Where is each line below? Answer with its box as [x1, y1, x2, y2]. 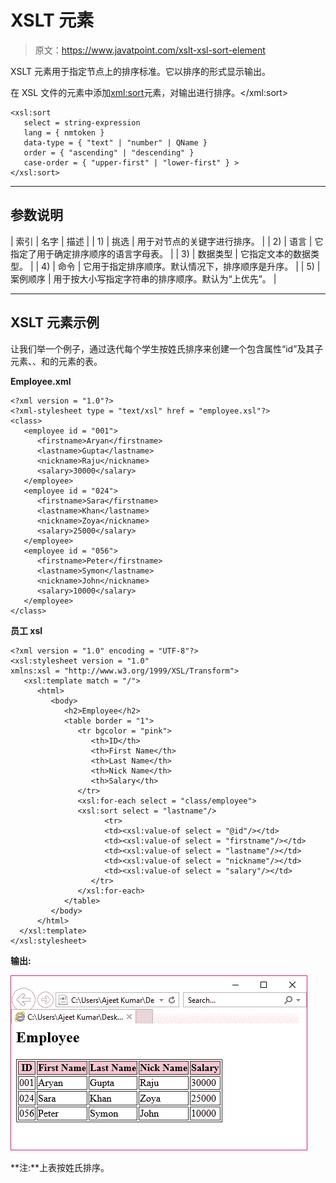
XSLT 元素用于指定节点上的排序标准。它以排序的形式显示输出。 [10, 65, 271, 77]
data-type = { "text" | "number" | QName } [23, 137, 208, 148]
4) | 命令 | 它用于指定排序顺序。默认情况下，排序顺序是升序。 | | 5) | [41, 260, 321, 272]
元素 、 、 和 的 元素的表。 [10, 355, 103, 367]
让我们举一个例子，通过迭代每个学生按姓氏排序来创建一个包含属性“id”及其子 [10, 342, 324, 355]
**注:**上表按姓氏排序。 [10, 1161, 110, 1173]
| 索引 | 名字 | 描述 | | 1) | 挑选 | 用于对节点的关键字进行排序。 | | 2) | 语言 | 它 [10, 235, 324, 247]
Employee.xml [10, 375, 72, 387]
